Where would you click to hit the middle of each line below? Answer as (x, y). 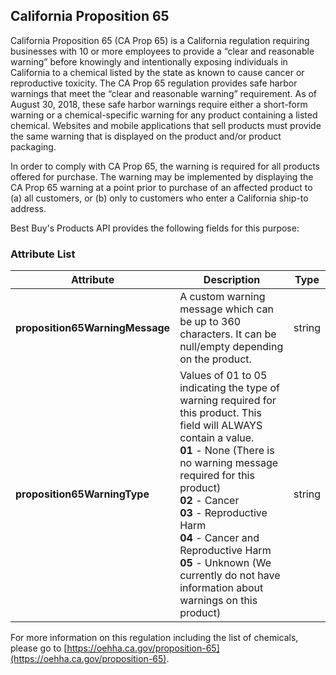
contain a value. (217, 438)
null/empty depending (231, 347)
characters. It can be (228, 334)
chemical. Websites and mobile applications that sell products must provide (166, 125)
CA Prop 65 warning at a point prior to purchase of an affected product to (161, 187)
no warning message (229, 463)
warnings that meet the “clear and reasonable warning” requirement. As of (164, 93)
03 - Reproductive (223, 513)
